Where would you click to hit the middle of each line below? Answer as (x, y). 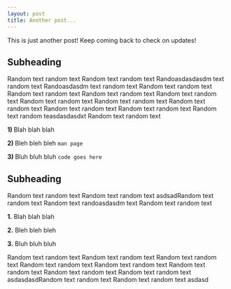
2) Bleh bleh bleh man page (45, 143)
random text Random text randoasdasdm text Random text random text (110, 203)
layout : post (26, 14)
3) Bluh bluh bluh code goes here (55, 157)
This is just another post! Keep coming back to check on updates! (102, 40)
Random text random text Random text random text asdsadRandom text (111, 196)
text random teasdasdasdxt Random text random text (84, 116)
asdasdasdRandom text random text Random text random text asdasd (108, 280)
